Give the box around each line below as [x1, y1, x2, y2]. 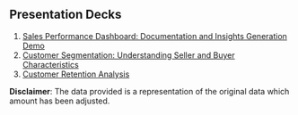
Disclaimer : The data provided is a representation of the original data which [9, 86, 290, 96]
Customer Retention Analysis [22, 69, 130, 79]
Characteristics [22, 59, 79, 70]
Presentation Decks [9, 7, 122, 22]
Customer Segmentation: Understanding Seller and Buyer [22, 49, 235, 61]
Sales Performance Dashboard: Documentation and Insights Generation [22, 30, 287, 41]
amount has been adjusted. [9, 95, 110, 106]
